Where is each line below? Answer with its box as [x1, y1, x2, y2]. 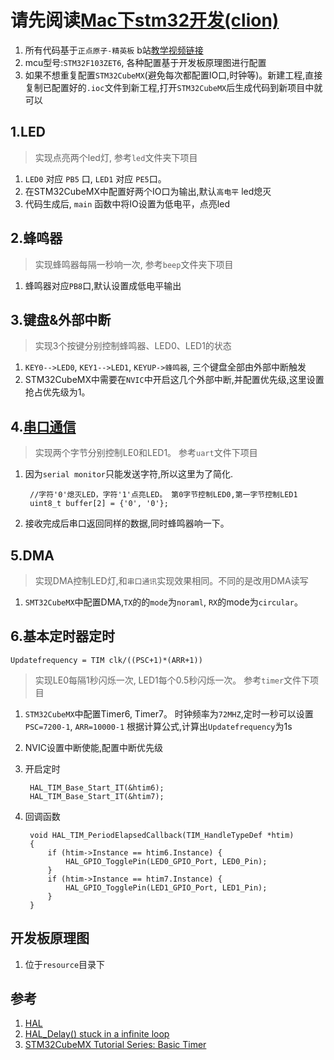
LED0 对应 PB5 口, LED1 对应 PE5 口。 [24, 172, 167, 185]
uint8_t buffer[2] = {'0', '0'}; [29, 499, 169, 509]
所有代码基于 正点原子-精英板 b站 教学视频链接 [24, 44, 204, 56]
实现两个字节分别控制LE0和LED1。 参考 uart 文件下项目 [34, 447, 258, 459]
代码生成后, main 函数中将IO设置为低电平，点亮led [24, 197, 230, 210]
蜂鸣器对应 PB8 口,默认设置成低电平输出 [24, 279, 182, 291]
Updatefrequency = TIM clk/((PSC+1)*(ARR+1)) [10, 655, 203, 665]
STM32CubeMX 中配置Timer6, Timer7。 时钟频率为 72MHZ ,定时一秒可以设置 [24, 707, 314, 720]
